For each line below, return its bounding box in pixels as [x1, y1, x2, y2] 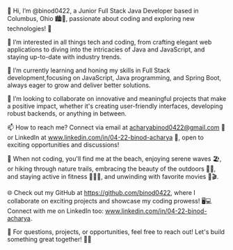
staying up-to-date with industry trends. [7, 53, 122, 61]
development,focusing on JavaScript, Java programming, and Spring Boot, [7, 74, 221, 81]
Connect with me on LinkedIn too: [7, 207, 104, 215]
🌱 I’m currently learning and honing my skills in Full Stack [7, 66, 170, 75]
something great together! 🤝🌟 [7, 235, 92, 243]
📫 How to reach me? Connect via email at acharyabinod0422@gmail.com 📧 [7, 123, 226, 132]
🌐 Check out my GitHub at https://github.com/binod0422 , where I [7, 189, 196, 196]
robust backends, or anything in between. [7, 109, 127, 118]
